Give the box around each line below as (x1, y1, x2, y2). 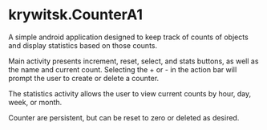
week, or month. (8, 97, 63, 107)
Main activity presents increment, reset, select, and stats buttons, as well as (8, 56, 259, 66)
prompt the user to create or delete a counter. (8, 73, 160, 83)
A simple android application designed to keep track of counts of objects (8, 32, 249, 42)
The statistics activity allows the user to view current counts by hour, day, (8, 88, 252, 98)
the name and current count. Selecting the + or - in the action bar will (8, 64, 237, 74)
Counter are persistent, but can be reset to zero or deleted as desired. (8, 112, 240, 122)
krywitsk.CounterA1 (8, 6, 143, 24)
